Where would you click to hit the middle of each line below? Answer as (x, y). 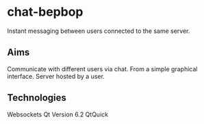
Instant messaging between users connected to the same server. (99, 31)
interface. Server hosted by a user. (56, 76)
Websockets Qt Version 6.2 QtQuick (58, 114)
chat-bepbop (45, 12)
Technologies (37, 98)
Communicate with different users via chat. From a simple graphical (102, 69)
